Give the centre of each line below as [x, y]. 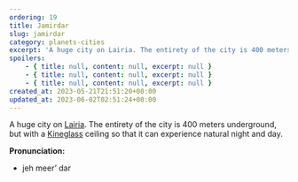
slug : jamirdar [37, 34]
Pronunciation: [37, 151]
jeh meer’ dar [46, 168]
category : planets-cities [57, 42]
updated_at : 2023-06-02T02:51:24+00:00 [83, 99]
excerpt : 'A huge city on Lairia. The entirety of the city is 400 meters [150, 50]
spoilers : [27, 58]
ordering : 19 [33, 17]
